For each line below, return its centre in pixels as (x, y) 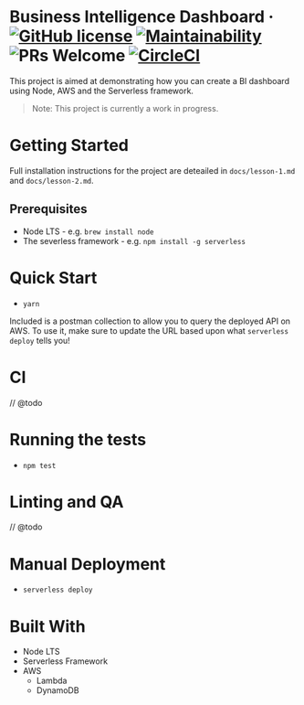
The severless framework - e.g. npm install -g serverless (134, 240)
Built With (47, 626)
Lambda (52, 681)
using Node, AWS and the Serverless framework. (102, 91)
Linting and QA (67, 502)
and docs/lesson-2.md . (52, 180)
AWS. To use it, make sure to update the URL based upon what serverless (149, 330)
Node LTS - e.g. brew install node (88, 231)
